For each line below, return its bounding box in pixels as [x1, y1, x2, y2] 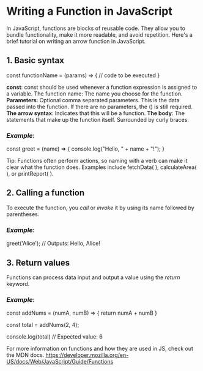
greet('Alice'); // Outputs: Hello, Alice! [6, 240, 101, 247]
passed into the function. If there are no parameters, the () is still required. [6, 103, 193, 110]
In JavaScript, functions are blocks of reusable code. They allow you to [6, 24, 185, 32]
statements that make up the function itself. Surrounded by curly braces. [6, 116, 190, 123]
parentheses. [6, 210, 40, 218]
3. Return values [6, 257, 70, 268]
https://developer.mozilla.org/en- [45, 351, 129, 359]
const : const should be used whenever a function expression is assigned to [6, 83, 197, 91]
